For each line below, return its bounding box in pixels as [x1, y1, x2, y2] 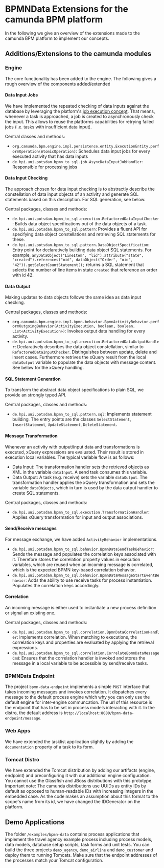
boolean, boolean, [97, 324, 136, 329]
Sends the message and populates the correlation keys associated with [12, 551, 156, 557]
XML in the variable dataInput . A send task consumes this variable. [12, 469, 148, 475]
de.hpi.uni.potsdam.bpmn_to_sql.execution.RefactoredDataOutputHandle [12, 339, 160, 345]
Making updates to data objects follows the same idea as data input [5, 294, 141, 300]
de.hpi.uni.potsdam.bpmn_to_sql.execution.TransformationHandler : [12, 509, 150, 515]
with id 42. [12, 272, 34, 278]
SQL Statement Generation [5, 376, 61, 382]
